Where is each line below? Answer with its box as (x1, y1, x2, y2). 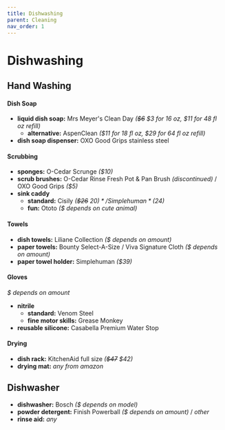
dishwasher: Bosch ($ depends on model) (17, 400, 138, 409)
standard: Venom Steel (27, 309, 94, 317)
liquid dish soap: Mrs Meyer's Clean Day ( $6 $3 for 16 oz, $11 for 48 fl (17, 114, 217, 123)
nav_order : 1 (7, 23, 45, 30)
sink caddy (17, 190, 50, 198)
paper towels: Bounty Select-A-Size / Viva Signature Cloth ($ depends (17, 243, 218, 251)
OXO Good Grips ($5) (17, 182, 78, 190)
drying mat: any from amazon (17, 362, 104, 370)
